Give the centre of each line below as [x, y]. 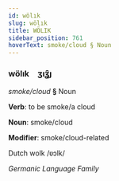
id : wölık [25, 16]
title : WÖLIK [30, 30]
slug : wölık [28, 23]
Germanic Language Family [54, 169]
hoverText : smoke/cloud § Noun [60, 45]
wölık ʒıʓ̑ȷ [30, 74]
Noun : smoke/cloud [40, 122]
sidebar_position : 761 [46, 38]
